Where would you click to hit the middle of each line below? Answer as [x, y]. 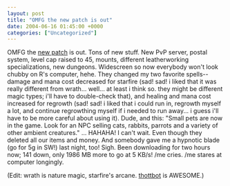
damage [19, 82]
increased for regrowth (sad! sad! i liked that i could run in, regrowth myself [114, 103]
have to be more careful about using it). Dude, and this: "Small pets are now [115, 118]
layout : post [26, 13]
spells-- [197, 74]
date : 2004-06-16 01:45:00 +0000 [55, 26]
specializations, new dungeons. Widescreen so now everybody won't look [113, 67]
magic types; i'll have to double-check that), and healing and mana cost [109, 96]
